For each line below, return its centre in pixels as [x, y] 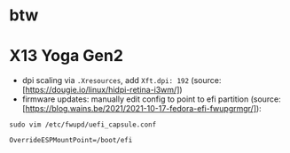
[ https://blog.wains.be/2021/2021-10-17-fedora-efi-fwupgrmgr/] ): [141, 109]
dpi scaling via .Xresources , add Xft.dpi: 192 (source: [121, 80]
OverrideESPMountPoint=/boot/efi [71, 141]
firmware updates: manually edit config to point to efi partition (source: [151, 99]
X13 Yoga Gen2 [67, 56]
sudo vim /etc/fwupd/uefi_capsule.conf [83, 125]
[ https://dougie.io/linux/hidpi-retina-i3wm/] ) [102, 90]
